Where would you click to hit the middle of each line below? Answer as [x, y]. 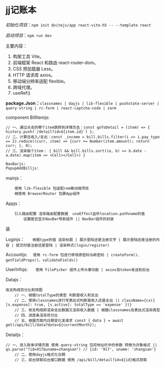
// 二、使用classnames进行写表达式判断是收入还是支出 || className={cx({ [85, 300]
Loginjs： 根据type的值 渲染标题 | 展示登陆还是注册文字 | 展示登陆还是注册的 [81, 239]
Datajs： [14, 279]
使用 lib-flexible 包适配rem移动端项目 [52, 188]
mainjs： [15, 178]
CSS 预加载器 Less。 [34, 69]
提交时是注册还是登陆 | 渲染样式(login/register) [63, 245]
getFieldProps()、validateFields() [42, 260]
